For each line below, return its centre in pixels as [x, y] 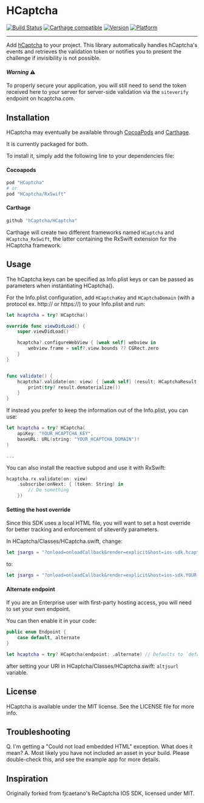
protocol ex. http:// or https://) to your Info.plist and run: [76, 304]
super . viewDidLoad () [43, 332]
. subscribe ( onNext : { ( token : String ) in [70, 484]
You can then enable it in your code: [51, 621]
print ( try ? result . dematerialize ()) [74, 387]
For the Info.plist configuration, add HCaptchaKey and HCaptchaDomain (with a [100, 297]
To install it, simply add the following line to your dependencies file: [90, 155]
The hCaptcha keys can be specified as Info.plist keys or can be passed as [100, 279]
